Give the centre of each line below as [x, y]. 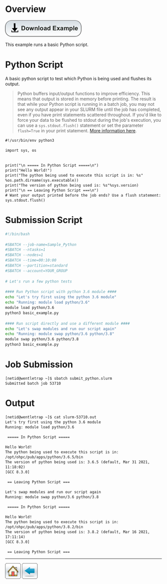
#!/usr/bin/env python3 [30, 140]
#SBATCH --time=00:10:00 [31, 261]
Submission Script [44, 220]
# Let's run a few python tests [39, 281]
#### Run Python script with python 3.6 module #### [61, 292]
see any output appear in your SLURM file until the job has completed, [89, 109]
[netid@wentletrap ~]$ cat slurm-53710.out [51, 417]
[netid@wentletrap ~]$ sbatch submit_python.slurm [59, 378]
